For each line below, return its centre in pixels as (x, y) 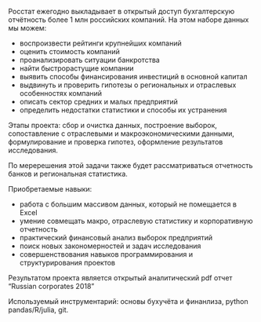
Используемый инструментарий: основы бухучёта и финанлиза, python (128, 301)
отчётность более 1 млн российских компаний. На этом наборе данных (129, 20)
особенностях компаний (61, 93)
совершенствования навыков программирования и (106, 254)
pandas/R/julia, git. (38, 310)
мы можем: (27, 28)
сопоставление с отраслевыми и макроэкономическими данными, (121, 134)
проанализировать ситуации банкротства (90, 60)
